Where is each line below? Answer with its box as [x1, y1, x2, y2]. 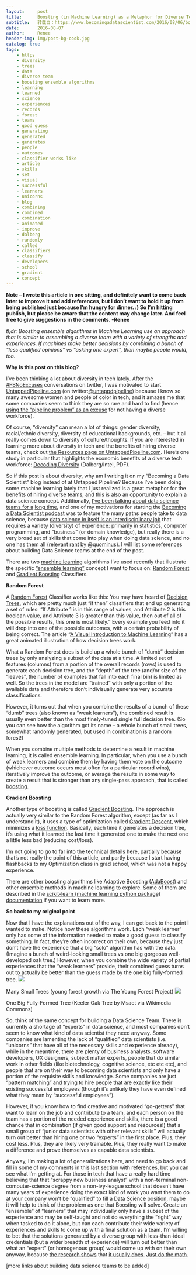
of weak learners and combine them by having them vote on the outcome [6, 758, 183, 765]
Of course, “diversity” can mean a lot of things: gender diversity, [6, 424, 161, 431]
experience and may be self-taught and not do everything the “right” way [6, 1214, 183, 1221]
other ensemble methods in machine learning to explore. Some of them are [6, 884, 187, 891]
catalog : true [6, 42, 41, 47]
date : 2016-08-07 [6, 25, 64, 31]
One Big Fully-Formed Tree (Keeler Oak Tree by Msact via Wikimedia [6, 999, 171, 1006]
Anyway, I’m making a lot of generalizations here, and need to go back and [6, 1157, 185, 1164]
